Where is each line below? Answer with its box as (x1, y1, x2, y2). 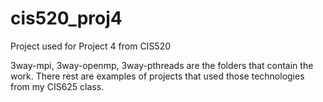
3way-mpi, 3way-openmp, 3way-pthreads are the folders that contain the (10, 59, 314, 71)
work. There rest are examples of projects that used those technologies (10, 70, 305, 82)
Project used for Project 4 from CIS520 (10, 40, 172, 52)
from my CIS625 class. (10, 80, 105, 92)
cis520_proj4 (10, 7, 123, 30)
